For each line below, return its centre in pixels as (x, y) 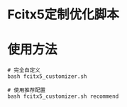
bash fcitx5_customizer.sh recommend (63, 96)
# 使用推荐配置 (27, 90)
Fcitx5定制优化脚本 (63, 15)
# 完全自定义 (24, 71)
